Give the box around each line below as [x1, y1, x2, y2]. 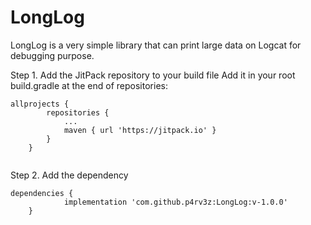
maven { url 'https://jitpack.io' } [63, 125, 217, 135]
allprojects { [10, 99, 70, 109]
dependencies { [10, 188, 74, 198]
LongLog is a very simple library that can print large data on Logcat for [10, 39, 302, 51]
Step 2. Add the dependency [10, 169, 129, 181]
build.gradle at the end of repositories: [10, 79, 168, 91]
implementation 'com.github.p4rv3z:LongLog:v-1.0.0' [63, 197, 288, 207]
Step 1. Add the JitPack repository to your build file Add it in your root [10, 69, 296, 81]
